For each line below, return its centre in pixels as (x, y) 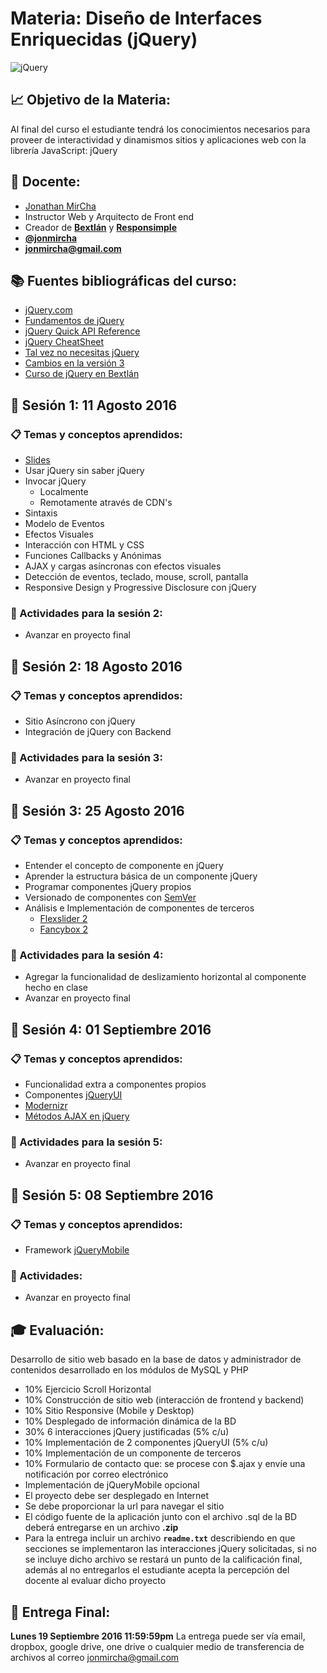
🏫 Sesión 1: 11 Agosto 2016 (94, 405)
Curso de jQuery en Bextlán (82, 374)
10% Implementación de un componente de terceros (133, 1453)
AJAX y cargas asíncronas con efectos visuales (123, 566)
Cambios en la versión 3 (74, 363)
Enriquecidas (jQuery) (104, 39)
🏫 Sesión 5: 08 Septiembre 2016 (112, 1195)
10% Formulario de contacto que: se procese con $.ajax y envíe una (165, 1464)
